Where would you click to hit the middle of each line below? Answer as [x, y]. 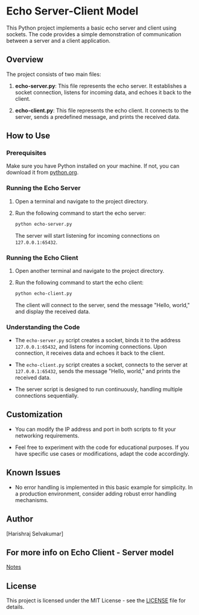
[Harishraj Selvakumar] [35, 534]
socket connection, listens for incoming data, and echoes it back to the [103, 92]
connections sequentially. [47, 396]
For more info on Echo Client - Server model [90, 553]
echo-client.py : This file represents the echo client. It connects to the [102, 110]
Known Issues [33, 473]
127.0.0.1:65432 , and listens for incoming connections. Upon [91, 347]
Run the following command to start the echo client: [79, 282]
